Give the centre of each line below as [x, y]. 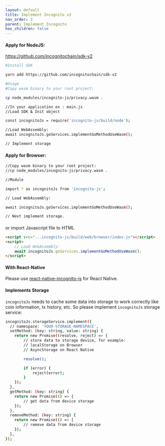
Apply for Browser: [26, 155]
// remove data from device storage [62, 425]
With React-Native [25, 267]
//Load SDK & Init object [32, 111]
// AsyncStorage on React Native [59, 350]
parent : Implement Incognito [36, 24]
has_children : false [27, 29]
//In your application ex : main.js [44, 107]
